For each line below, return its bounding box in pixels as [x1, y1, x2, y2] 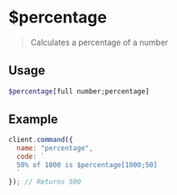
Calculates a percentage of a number [30, 37, 169, 48]
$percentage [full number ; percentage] [8, 86, 150, 96]
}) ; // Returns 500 [8, 177, 82, 186]
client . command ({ [8, 136, 74, 145]
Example [8, 111, 58, 128]
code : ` [16, 152, 46, 162]
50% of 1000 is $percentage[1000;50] [16, 161, 158, 170]
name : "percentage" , [16, 144, 93, 153]
